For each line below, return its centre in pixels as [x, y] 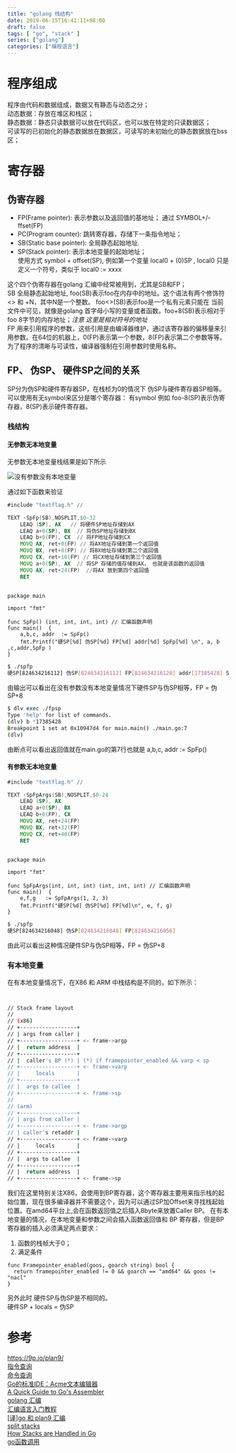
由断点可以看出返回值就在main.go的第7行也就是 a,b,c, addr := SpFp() [107, 749]
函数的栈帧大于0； [44, 1243]
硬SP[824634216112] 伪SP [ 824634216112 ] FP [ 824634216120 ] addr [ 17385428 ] [115, 674]
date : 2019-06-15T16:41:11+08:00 [56, 20]
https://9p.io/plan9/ [36, 1358]
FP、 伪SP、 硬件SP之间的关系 [74, 370]
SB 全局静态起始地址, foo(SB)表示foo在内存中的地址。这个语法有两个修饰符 [116, 293]
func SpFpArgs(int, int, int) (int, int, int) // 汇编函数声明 [99, 886]
